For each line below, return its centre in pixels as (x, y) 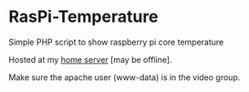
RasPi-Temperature (83, 17)
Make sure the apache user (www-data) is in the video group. (124, 77)
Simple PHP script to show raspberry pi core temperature (116, 42)
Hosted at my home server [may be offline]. (90, 59)
